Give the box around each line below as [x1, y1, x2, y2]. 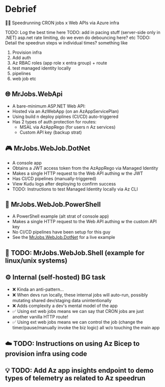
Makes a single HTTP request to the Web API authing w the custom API [12, 219, 157, 225]
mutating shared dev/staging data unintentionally [12, 297, 112, 303]
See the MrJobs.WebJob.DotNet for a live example [12, 234, 116, 240]
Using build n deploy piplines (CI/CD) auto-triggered [12, 114, 119, 119]
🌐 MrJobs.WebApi [5, 90, 63, 98]
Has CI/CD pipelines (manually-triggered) [12, 175, 97, 181]
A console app [12, 159, 42, 166]
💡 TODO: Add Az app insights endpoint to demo [5, 366, 154, 375]
